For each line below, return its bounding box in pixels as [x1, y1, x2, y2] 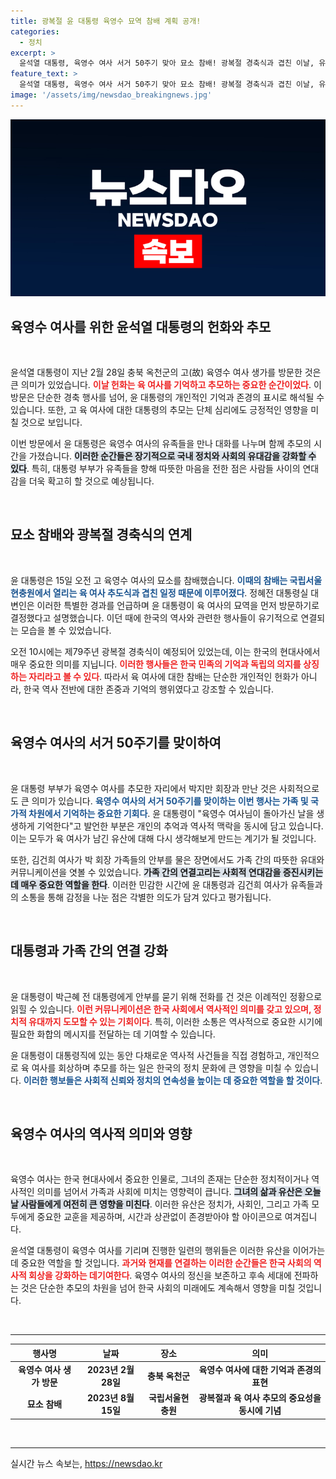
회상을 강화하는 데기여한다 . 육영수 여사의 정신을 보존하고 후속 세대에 [28, 1270, 292, 1282]
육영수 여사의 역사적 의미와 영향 [10, 1125, 193, 1142]
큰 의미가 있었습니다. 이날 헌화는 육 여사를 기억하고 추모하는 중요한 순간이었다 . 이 [10, 379, 322, 391]
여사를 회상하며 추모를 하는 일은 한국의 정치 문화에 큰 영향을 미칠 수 [31, 1061, 293, 1074]
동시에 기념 [238, 1405, 282, 1417]
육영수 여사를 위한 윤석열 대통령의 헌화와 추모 [10, 318, 272, 335]
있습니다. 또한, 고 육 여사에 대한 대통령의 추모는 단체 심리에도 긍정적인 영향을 [10, 404, 309, 416]
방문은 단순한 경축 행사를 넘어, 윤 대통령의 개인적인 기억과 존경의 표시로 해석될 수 [10, 391, 325, 404]
